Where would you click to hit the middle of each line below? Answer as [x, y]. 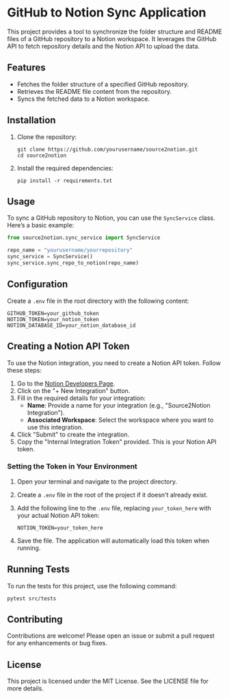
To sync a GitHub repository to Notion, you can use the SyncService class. [111, 218]
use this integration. [55, 427]
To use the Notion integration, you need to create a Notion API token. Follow [114, 363]
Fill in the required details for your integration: [81, 398]
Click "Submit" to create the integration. [73, 434]
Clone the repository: [47, 137]
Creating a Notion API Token [68, 346]
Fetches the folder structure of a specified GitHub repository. [103, 84]
